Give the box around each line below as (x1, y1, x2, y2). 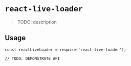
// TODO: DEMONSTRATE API (5, 56, 60, 61)
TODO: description (17, 19, 57, 25)
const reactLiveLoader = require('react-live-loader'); (5, 47, 126, 52)
